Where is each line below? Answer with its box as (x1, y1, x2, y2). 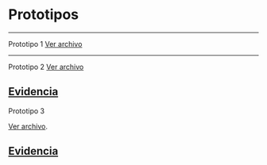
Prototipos (8, 6, 79, 24)
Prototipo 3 (8, 106, 45, 116)
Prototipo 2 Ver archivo (8, 62, 84, 71)
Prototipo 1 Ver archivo (8, 39, 83, 48)
